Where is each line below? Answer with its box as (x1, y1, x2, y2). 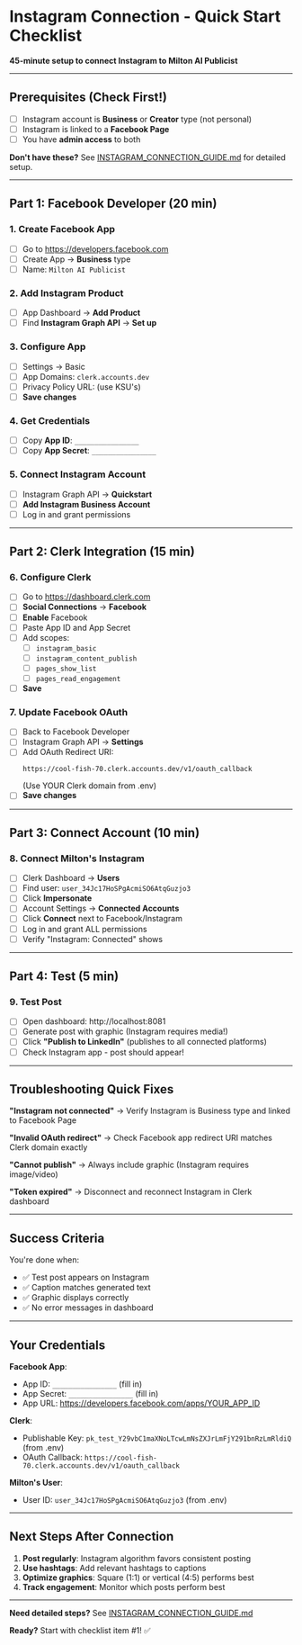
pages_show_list (35, 664, 97, 673)
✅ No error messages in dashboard (22, 1302, 155, 1313)
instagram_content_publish (35, 654, 138, 663)
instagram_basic (35, 643, 97, 653)
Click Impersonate (22, 893, 93, 903)
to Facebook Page (9, 1115, 77, 1126)
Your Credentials (9, 1337, 106, 1353)
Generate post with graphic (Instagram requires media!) (22, 1026, 229, 1037)
